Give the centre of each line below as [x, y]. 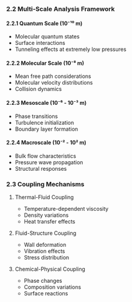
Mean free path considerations [53, 76]
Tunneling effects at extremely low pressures [70, 49]
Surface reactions [46, 294]
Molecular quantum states [47, 37]
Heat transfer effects [49, 222]
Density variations [46, 215]
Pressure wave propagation [49, 162]
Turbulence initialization [44, 122]
